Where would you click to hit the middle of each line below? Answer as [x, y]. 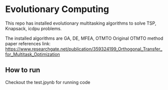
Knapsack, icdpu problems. [33, 28]
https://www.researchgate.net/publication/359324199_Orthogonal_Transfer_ [84, 49]
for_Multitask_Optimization [33, 54]
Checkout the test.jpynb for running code [48, 82]
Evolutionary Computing [57, 9]
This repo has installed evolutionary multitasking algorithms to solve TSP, [81, 23]
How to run [23, 70]
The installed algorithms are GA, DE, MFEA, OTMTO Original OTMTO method [84, 38]
